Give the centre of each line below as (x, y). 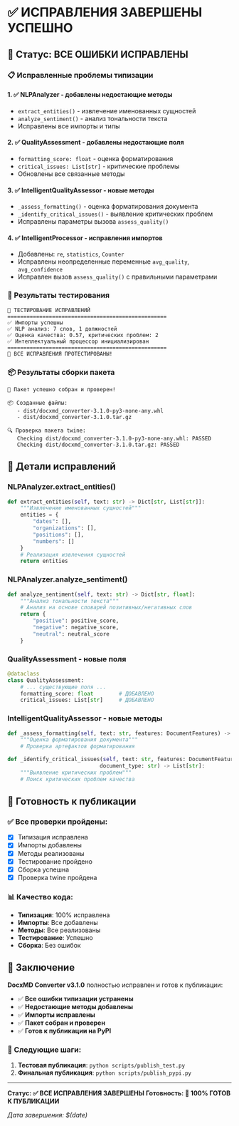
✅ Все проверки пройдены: (58, 822)
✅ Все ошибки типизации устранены (75, 998)
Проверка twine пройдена (57, 877)
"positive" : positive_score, (76, 621)
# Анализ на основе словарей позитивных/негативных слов (106, 608)
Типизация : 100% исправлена (64, 915)
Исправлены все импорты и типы (69, 126)
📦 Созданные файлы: (37, 403)
